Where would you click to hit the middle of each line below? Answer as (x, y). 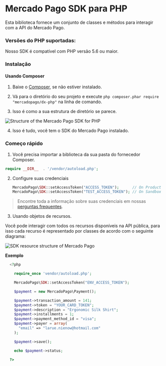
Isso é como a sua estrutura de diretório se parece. (64, 112)
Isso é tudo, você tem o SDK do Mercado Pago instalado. (71, 131)
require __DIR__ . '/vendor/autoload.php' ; (52, 169)
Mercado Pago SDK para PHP (66, 9)
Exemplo (14, 255)
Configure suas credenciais (40, 178)
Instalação (18, 64)
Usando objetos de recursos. (42, 216)
